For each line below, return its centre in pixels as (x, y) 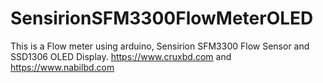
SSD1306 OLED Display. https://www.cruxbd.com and (121, 56)
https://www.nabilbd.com (62, 67)
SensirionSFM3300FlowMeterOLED (162, 18)
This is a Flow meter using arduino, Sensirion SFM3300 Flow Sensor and (160, 46)
